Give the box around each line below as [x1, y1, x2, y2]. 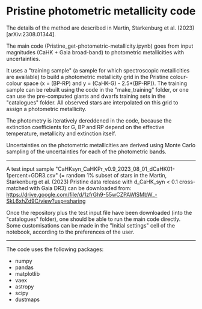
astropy [14, 282, 34, 290]
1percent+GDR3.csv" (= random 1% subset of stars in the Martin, [6, 171, 167, 179]
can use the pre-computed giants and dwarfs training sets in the [6, 92, 166, 100]
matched [6, 184, 28, 191]
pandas [14, 264, 34, 271]
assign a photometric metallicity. [6, 105, 87, 112]
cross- [179, 178, 195, 185]
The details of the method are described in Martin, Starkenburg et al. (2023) [6, 24, 195, 31]
